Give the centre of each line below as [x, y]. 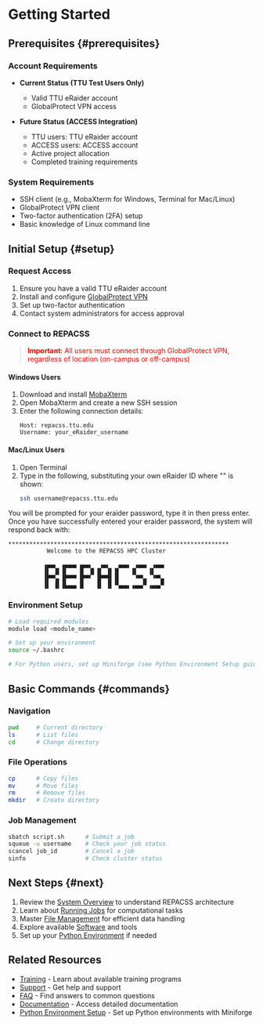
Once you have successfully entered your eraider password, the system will [130, 522]
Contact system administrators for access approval [102, 313]
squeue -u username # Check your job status [87, 844]
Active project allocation [70, 153]
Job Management [42, 820]
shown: [31, 483]
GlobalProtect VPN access [74, 106]
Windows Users [34, 377]
